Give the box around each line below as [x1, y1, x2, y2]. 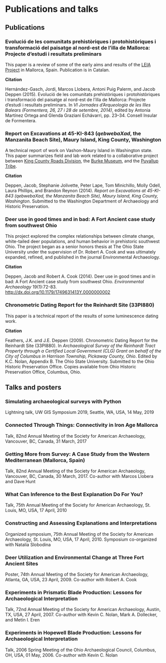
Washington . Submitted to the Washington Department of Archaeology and [5, 198, 159, 204]
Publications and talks [5, 3, 99, 15]
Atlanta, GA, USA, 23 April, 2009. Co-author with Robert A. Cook [5, 576, 137, 582]
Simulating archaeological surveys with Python [5, 398, 121, 405]
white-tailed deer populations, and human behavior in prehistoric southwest [5, 239, 160, 245]
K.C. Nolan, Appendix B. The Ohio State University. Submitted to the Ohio [5, 358, 155, 364]
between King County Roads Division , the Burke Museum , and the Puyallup [5, 158, 159, 164]
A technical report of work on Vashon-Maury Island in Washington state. [5, 148, 153, 153]
